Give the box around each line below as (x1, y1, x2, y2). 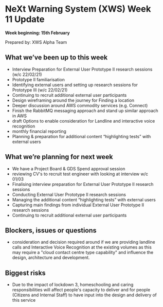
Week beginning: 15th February (5, 30, 70, 36)
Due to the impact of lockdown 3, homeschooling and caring (12, 282, 134, 288)
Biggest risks (5, 269, 46, 277)
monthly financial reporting (12, 128, 67, 134)
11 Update (5, 14, 45, 25)
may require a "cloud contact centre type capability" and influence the (12, 250, 154, 255)
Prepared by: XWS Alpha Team (5, 39, 67, 45)
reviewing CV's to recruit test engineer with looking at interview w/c (12, 171, 148, 177)
